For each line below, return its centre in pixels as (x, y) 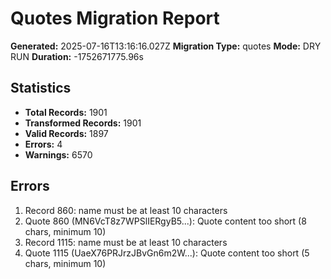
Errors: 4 (43, 144)
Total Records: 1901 (66, 112)
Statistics (41, 88)
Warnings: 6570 (58, 154)
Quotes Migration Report (115, 18)
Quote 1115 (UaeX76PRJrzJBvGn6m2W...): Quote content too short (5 (167, 253)
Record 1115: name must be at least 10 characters (126, 242)
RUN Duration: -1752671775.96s (77, 56)
